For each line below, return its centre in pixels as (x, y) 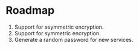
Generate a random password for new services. (74, 39)
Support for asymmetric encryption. (59, 27)
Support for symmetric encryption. (57, 33)
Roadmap (30, 10)
